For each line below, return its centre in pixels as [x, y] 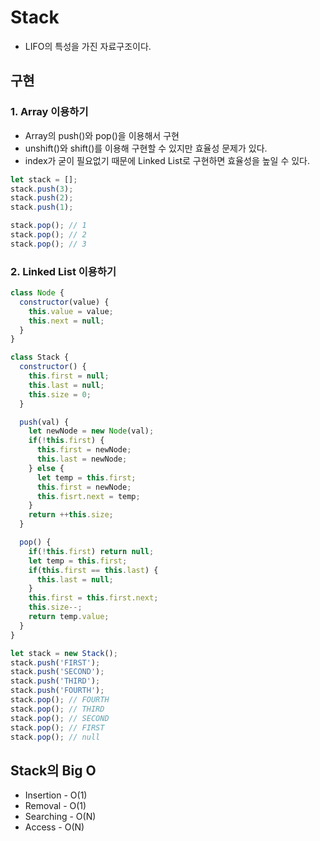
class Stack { [40, 357]
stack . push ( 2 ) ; [42, 198]
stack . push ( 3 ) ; [42, 189]
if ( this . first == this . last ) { [93, 570]
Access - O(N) [54, 827]
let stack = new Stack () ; [64, 653]
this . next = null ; [66, 321]
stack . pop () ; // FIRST [57, 727]
